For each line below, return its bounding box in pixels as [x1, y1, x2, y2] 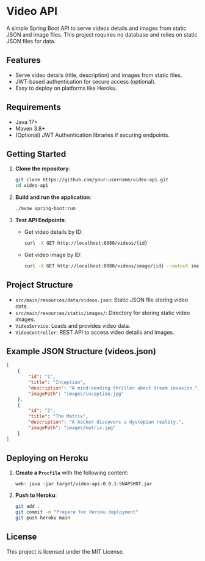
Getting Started [6, 148, 67, 159]
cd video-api [15, 183, 49, 189]
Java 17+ [15, 118, 38, 126]
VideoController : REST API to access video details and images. [15, 328, 175, 336]
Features [6, 55, 41, 65]
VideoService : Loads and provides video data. [15, 322, 131, 329]
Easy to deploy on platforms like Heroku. [15, 84, 117, 92]
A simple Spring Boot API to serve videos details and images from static [6, 24, 187, 32]
